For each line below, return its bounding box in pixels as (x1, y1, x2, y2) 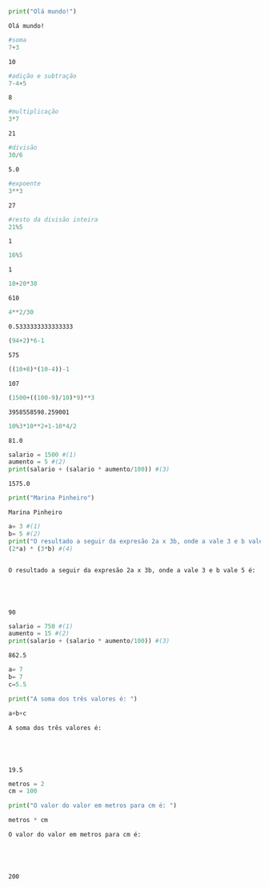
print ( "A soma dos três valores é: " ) (8, 695, 138, 703)
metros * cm (8, 817, 48, 825)
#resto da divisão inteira (8, 215, 98, 223)
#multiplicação (8, 108, 59, 116)
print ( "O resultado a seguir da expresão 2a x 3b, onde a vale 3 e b (8, 537, 246, 545)
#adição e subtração (8, 72, 78, 80)
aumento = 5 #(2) (8, 458, 66, 466)
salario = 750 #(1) (8, 622, 74, 630)
